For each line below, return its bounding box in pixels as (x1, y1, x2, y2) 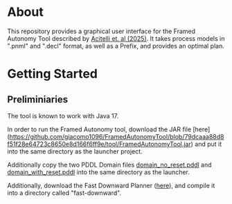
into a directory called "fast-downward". (7, 188, 122, 197)
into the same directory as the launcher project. (7, 147, 143, 156)
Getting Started (7, 66, 98, 82)
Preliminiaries (7, 93, 68, 105)
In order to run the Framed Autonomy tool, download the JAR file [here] (7, 125, 211, 133)
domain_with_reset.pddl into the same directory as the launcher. (7, 167, 190, 176)
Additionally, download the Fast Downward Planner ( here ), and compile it (7, 181, 215, 189)
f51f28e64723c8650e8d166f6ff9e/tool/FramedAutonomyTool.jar (7, 140, 192, 148)
